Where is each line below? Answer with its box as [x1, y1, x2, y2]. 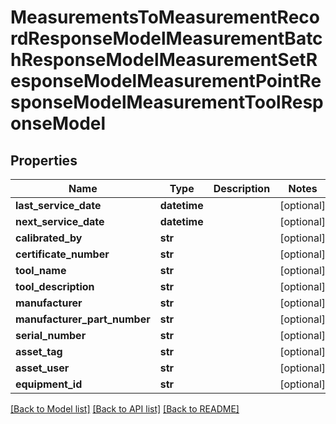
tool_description [15, 280, 95, 293]
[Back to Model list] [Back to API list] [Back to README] [10, 403, 240, 415]
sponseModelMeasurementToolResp [10, 91, 324, 114]
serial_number [15, 329, 87, 342]
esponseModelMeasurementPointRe [10, 70, 322, 93]
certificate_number [15, 247, 110, 261]
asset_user [15, 361, 70, 375]
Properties [10, 152, 78, 169]
